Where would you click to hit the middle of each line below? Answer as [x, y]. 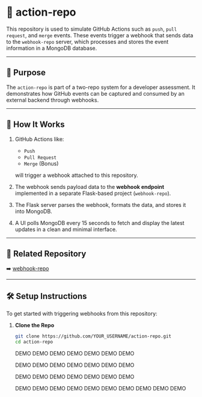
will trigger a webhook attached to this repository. [76, 175]
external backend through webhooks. [53, 100]
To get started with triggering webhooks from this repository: [82, 314]
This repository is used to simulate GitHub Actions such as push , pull [92, 29]
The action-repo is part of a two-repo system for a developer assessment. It [101, 87]
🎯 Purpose [26, 72]
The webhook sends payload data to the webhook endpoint [89, 186]
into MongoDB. [33, 211]
